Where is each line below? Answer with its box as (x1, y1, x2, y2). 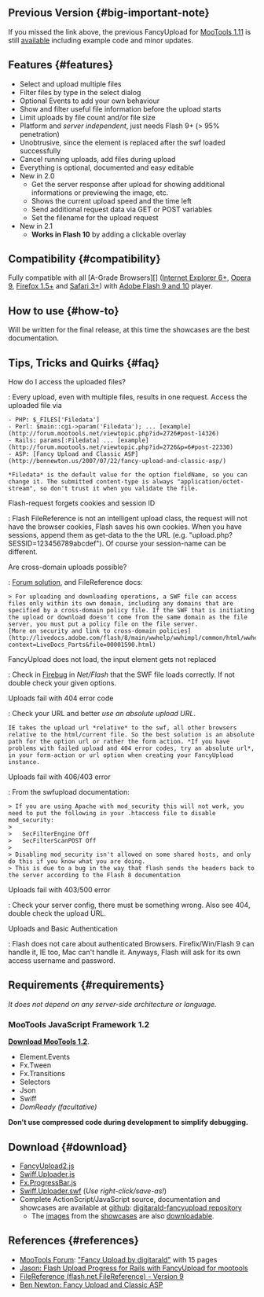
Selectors (19, 1077, 51, 1087)
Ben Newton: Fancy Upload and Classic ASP (19, 1280, 163, 1289)
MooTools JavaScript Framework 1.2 (8, 1019, 150, 1030)
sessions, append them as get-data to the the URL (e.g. (8, 531, 188, 540)
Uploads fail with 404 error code (8, 693, 114, 703)
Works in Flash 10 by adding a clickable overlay (31, 230, 187, 239)
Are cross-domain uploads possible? (8, 562, 127, 572)
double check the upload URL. (8, 909, 106, 918)
